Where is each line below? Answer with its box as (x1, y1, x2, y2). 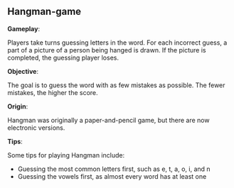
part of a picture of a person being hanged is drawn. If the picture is (7, 45, 206, 54)
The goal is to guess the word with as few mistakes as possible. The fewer (7, 81, 225, 89)
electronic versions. (7, 123, 65, 132)
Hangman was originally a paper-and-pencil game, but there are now (7, 116, 210, 124)
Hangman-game (7, 6, 82, 18)
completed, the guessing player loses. (7, 53, 119, 62)
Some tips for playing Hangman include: (7, 150, 125, 159)
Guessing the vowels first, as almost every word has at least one (17, 172, 207, 180)
